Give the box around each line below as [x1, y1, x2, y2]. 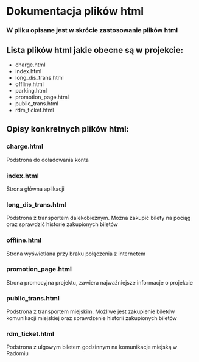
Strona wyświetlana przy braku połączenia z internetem [6, 250, 146, 257]
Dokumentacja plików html [6, 4, 144, 18]
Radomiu [6, 350, 29, 357]
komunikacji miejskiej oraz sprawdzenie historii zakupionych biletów [6, 314, 178, 322]
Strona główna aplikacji [6, 185, 65, 193]
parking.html [15, 87, 47, 94]
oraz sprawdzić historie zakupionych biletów [6, 221, 119, 228]
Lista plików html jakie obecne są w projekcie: [6, 44, 184, 55]
